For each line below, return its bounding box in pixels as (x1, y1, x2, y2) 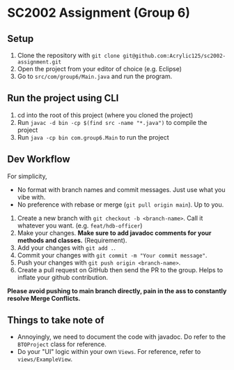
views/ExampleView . (17, 355, 73, 364)
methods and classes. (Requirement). (17, 236, 127, 244)
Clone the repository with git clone (17, 51, 120, 59)
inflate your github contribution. (17, 273, 109, 281)
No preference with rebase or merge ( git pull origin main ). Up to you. (17, 200, 224, 209)
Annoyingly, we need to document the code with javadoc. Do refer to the (17, 333, 226, 341)
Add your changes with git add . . (17, 243, 116, 252)
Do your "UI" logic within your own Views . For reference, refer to (17, 348, 201, 356)
